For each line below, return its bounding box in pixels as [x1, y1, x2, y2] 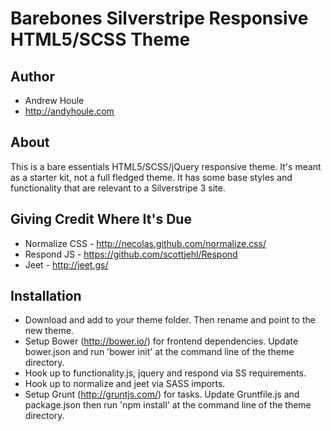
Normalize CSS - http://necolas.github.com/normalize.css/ [24, 237, 267, 249]
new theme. [24, 325, 74, 337]
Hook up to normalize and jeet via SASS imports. [24, 378, 226, 390]
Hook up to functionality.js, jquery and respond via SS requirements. [24, 367, 307, 379]
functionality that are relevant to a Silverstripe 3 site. [10, 182, 226, 194]
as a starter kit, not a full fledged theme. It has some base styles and [10, 171, 293, 183]
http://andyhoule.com [24, 105, 115, 117]
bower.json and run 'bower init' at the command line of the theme [24, 346, 295, 358]
